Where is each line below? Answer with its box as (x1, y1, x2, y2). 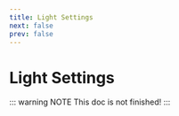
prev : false (9, 29, 53, 38)
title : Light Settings (9, 12, 94, 22)
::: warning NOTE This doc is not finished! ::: (9, 97, 171, 107)
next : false (9, 21, 53, 30)
